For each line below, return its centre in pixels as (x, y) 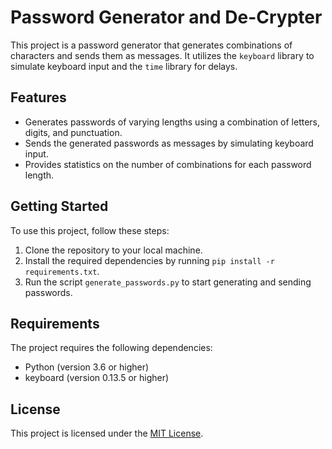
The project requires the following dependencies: (111, 348)
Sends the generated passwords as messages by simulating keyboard (169, 143)
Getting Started (59, 206)
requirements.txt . (62, 271)
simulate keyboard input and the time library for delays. (124, 66)
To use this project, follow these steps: (90, 230)
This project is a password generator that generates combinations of (151, 45)
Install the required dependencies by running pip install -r (149, 260)
